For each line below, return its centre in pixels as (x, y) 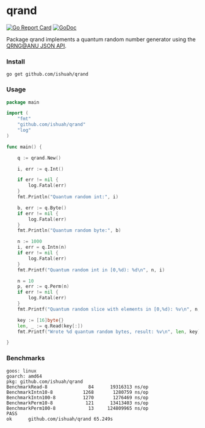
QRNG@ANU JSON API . (37, 46)
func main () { (24, 147)
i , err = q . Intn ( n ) (42, 248)
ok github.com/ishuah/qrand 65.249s (60, 419)
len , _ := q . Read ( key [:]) (50, 326)
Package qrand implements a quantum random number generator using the (101, 39)
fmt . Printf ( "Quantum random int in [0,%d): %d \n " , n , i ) (91, 270)
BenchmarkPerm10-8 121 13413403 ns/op (77, 403)
